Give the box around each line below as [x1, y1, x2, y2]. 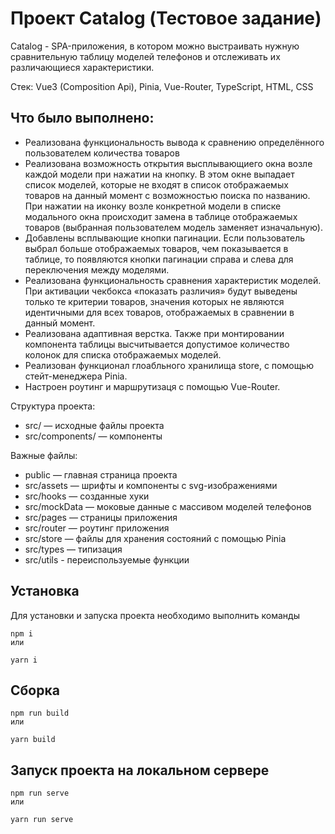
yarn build [10, 735, 56, 745]
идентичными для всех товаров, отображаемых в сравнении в [24, 306, 295, 318]
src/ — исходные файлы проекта [24, 419, 165, 431]
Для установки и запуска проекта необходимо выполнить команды [10, 609, 300, 621]
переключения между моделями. [24, 263, 170, 276]
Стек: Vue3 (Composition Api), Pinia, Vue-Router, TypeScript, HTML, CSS [10, 80, 314, 92]
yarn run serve [10, 815, 74, 825]
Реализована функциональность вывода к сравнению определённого [24, 136, 325, 148]
